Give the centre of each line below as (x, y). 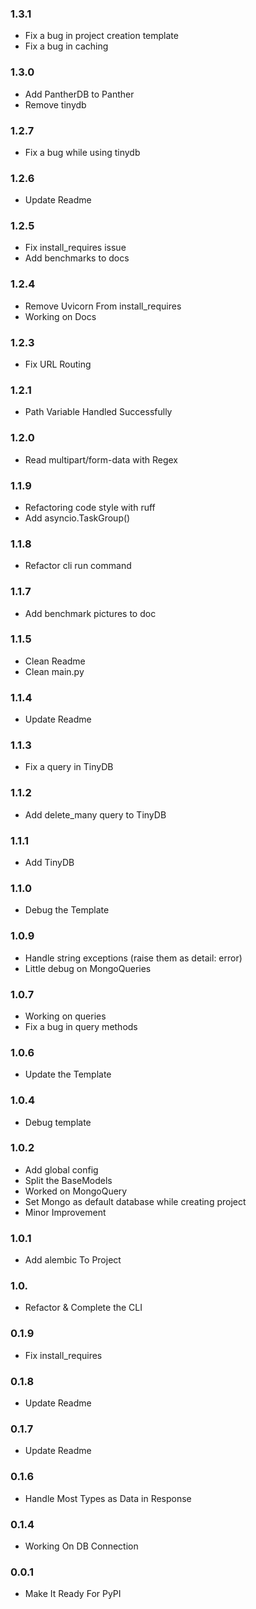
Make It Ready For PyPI (73, 1594)
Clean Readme (55, 661)
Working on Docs (60, 316)
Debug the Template (67, 910)
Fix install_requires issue (75, 248)
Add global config (61, 1169)
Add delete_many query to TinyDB (95, 814)
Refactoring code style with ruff (90, 507)
